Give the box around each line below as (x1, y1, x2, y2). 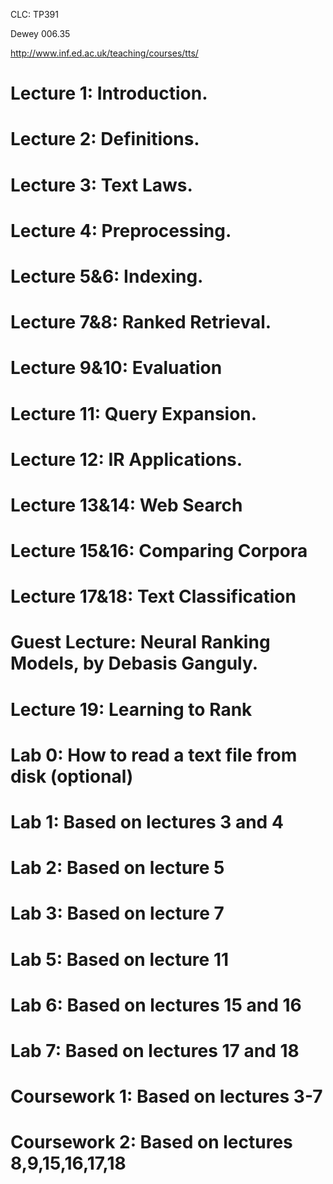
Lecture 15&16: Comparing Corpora (10, 540, 308, 563)
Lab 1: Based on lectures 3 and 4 (10, 811, 284, 833)
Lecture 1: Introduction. (10, 82, 208, 105)
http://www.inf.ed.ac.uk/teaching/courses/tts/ (10, 47, 199, 59)
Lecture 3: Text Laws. (10, 174, 193, 196)
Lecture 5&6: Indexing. (10, 265, 204, 288)
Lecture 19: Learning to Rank (10, 698, 253, 721)
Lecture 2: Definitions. (10, 128, 200, 151)
